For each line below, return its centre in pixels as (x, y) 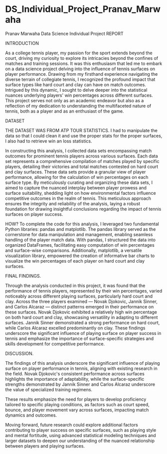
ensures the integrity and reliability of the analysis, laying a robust (73, 203)
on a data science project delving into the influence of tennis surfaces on (80, 69)
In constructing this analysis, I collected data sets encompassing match (79, 151)
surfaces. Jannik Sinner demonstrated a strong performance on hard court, (83, 322)
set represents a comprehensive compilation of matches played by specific (82, 161)
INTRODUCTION (22, 43)
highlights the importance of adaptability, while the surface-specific (75, 379)
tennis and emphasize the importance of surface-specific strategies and (79, 338)
